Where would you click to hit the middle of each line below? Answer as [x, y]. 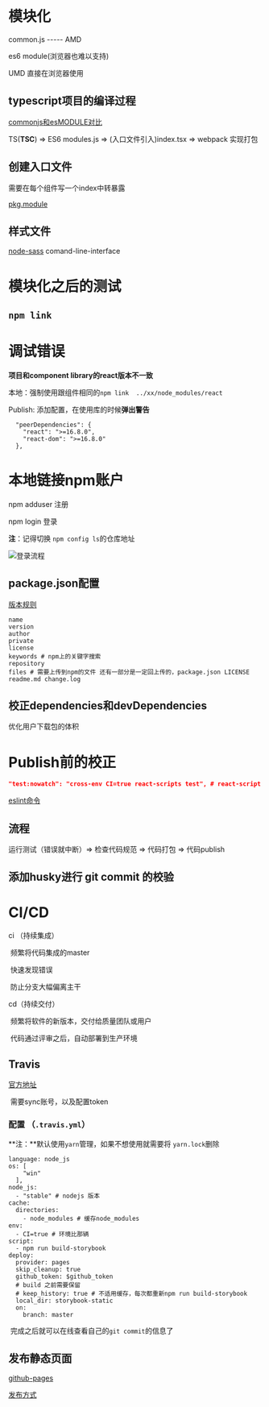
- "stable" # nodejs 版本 [58, 1196]
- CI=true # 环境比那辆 [52, 1234]
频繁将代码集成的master [50, 953]
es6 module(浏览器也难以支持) [59, 56]
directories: [37, 1210]
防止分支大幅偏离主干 [46, 987]
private [21, 641]
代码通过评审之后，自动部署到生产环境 [74, 1038]
